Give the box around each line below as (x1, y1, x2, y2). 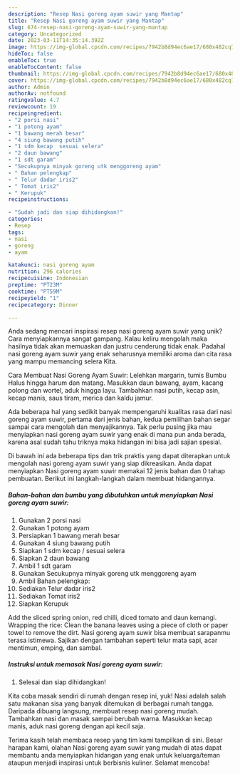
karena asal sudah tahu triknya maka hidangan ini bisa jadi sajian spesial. (8, 438, 222, 446)
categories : (8, 215, 43, 223)
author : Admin (8, 83, 51, 91)
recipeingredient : (8, 110, 63, 117)
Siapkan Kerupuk (18, 599, 69, 608)
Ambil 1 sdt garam (18, 562, 72, 570)
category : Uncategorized (8, 30, 82, 38)
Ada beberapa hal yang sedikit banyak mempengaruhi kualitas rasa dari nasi (8, 408, 232, 416)
